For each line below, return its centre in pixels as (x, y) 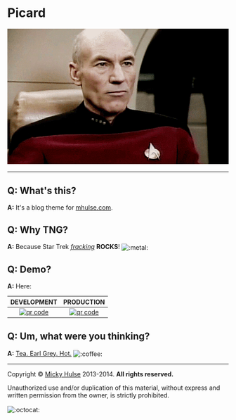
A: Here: (19, 286)
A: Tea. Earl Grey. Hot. (40, 353)
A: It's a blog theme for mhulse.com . (60, 208)
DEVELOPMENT (34, 302)
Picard (27, 13)
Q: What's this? (42, 190)
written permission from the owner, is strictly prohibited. (88, 395)
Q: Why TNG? (38, 230)
